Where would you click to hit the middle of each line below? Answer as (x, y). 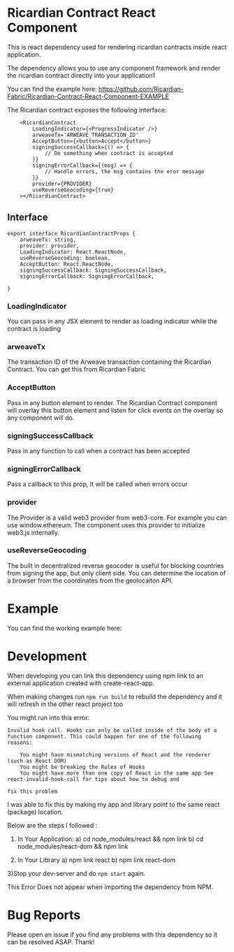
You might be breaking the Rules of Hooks (82, 767)
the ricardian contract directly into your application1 (81, 75)
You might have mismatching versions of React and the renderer (115, 755)
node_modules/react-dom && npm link (73, 846)
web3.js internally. (34, 532)
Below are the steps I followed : (52, 825)
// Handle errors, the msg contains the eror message (124, 171)
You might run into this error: (49, 717)
